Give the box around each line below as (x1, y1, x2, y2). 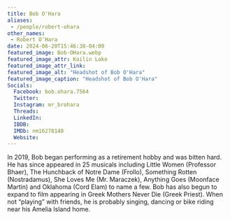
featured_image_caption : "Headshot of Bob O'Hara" (7, 75, 158, 83)
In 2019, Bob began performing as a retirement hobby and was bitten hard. (7, 153, 222, 162)
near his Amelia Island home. (7, 205, 91, 213)
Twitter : (13, 95, 39, 102)
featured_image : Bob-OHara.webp (7, 50, 101, 57)
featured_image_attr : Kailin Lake (7, 56, 108, 63)
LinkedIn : (13, 114, 42, 121)
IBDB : (13, 120, 30, 128)
